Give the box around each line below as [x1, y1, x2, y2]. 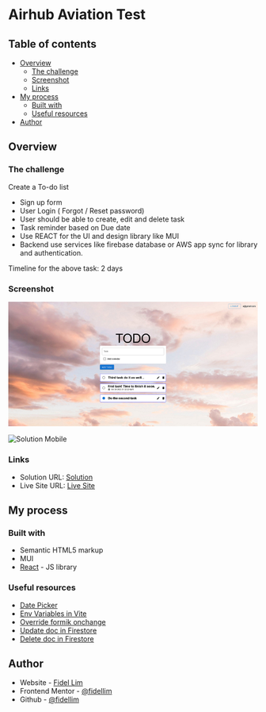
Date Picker [19, 600, 58, 610]
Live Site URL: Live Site [19, 480, 96, 490]
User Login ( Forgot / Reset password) [19, 206, 145, 215]
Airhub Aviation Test [8, 6, 146, 24]
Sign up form [19, 197, 63, 207]
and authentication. [19, 248, 83, 257]
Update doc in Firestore [19, 625, 97, 635]
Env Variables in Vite [19, 609, 87, 618]
